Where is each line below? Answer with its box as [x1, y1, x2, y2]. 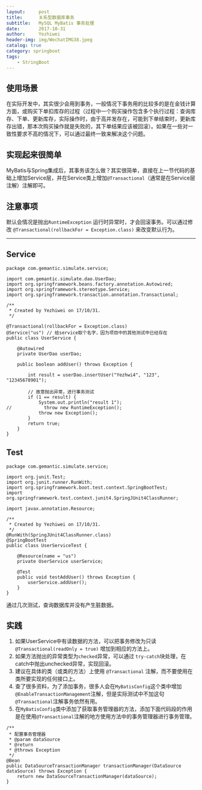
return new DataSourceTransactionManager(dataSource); [17, 774, 158, 780]
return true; [28, 420, 61, 427]
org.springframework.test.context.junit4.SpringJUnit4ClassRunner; [6, 495, 179, 501]
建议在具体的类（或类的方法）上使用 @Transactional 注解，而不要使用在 [14, 668, 193, 675]
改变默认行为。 [141, 225, 179, 233]
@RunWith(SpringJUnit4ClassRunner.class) [6, 531, 112, 538]
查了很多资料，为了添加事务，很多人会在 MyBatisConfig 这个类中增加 [14, 683, 182, 690]
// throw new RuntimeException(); [6, 404, 122, 410]
